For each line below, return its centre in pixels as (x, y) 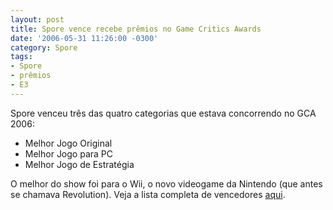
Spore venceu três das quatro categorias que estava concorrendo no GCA (163, 113)
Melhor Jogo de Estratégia (79, 164)
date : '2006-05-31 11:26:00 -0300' (84, 38)
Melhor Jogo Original (68, 143)
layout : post (37, 19)
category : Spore (44, 47)
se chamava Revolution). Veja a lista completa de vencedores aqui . (148, 194)
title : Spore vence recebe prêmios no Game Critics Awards (136, 29)
